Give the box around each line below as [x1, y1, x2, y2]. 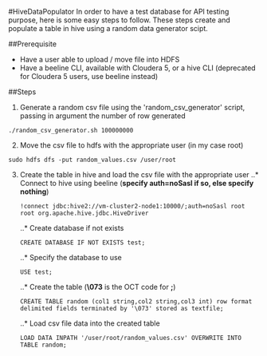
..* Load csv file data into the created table [19, 318, 161, 328]
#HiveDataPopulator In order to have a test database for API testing [8, 7, 230, 16]
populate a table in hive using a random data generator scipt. [8, 24, 209, 33]
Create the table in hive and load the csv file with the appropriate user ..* [19, 170, 259, 179]
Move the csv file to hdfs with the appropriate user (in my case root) [19, 140, 244, 150]
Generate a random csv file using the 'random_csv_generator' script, [19, 103, 245, 112]
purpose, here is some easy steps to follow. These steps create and [8, 15, 231, 25]
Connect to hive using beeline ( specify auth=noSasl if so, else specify [19, 179, 254, 188]
